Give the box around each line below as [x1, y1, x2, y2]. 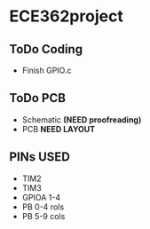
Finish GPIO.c [21, 65, 72, 75]
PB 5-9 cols [21, 210, 66, 221]
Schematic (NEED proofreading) [21, 114, 142, 125]
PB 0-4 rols [21, 201, 65, 212]
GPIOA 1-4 [21, 192, 60, 202]
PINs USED [9, 149, 71, 165]
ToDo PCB [9, 91, 67, 106]
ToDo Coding [9, 42, 83, 57]
